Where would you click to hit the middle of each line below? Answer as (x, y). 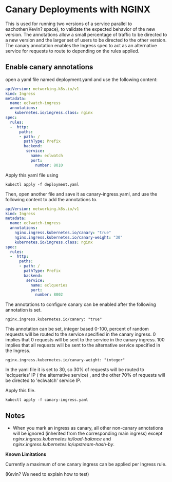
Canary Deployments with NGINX (78, 9)
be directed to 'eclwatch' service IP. (43, 380)
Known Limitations (26, 454)
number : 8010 (49, 165)
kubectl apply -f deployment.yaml (42, 184)
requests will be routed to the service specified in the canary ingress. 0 (81, 334)
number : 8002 (49, 295)
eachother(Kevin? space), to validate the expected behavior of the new (80, 29)
